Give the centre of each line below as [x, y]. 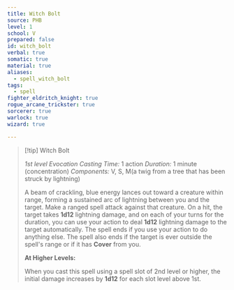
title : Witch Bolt [34, 14]
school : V [22, 33]
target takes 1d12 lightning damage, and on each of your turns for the [124, 215]
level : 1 [20, 27]
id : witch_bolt [29, 46]
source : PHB [24, 20]
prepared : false [31, 40]
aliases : [20, 72]
